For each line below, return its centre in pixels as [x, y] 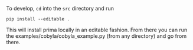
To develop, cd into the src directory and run [60, 8]
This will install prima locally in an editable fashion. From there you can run [97, 30]
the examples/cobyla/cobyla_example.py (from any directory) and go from [97, 36]
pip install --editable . [38, 19]
